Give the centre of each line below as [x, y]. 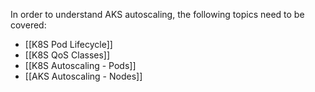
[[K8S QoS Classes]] [67, 55]
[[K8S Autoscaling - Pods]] [80, 65]
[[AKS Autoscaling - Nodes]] [83, 76]
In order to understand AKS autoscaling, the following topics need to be [157, 14]
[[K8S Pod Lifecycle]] [68, 44]
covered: [28, 25]
